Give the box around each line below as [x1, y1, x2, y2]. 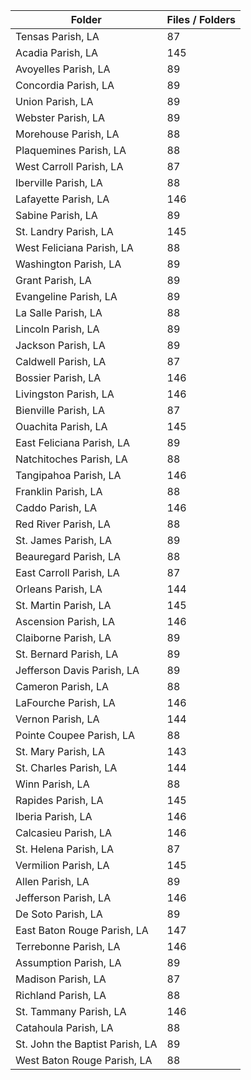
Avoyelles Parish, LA [15, 62, 111, 76]
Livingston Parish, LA [15, 387, 115, 401]
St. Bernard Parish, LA [15, 647, 119, 661]
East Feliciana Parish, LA [15, 436, 131, 449]
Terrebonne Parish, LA [15, 940, 121, 953]
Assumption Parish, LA [15, 956, 122, 969]
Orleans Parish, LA [15, 582, 103, 596]
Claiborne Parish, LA [15, 631, 112, 644]
